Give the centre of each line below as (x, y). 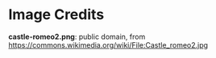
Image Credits (56, 15)
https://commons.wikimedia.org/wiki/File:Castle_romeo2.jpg (108, 44)
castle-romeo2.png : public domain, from (77, 37)
